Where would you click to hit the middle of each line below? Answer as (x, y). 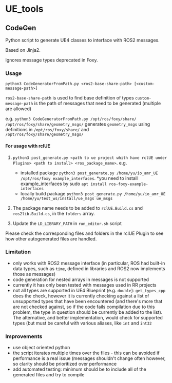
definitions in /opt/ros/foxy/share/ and (47, 130)
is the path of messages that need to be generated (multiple (98, 104)
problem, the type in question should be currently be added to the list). (88, 312)
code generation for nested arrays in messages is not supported (81, 279)
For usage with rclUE (28, 146)
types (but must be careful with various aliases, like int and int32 (82, 323)
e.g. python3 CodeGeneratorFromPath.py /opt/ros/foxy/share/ (71, 119)
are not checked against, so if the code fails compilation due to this (84, 307)
